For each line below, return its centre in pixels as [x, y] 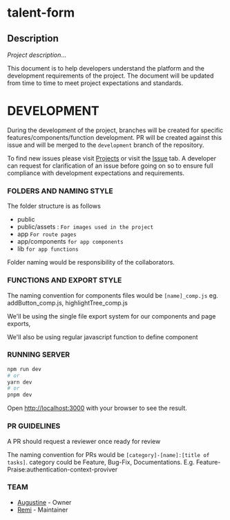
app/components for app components [70, 242]
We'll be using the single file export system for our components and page [112, 316]
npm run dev [24, 369]
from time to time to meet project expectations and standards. [95, 83]
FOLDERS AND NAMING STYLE [60, 190]
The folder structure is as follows [54, 206]
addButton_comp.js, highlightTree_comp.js [67, 303]
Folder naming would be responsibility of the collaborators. [91, 262]
